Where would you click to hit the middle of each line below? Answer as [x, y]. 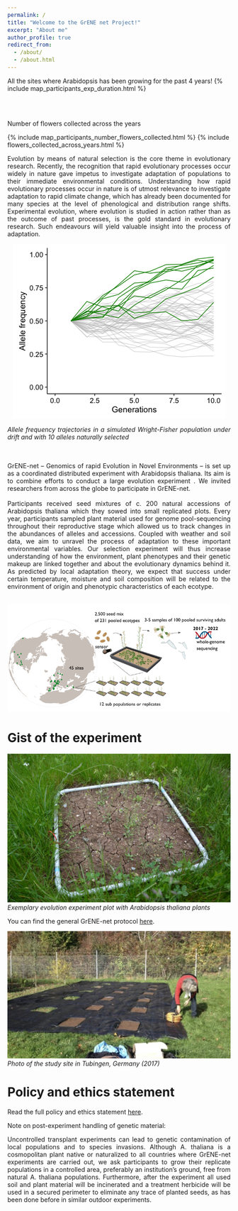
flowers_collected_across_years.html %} [66, 145]
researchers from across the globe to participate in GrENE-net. [99, 488]
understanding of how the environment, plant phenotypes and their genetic [119, 556]
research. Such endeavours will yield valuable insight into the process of [119, 226]
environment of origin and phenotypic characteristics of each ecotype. [110, 586]
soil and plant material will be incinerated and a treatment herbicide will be [119, 1184]
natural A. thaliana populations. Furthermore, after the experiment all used [119, 1177]
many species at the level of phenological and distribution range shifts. [119, 204]
